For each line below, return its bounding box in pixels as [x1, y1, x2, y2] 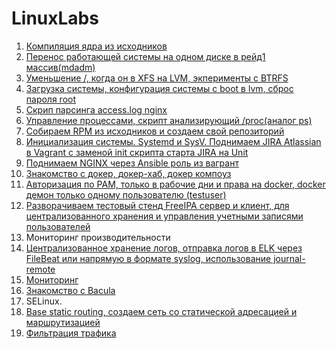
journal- [273, 252, 306, 264]
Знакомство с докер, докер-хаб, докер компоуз [25, 167, 232, 179]
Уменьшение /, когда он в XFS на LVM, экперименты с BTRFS [25, 72, 289, 84]
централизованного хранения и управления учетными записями [25, 210, 304, 222]
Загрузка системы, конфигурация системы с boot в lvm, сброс [25, 82, 294, 94]
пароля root [25, 93, 77, 105]
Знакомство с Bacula [25, 284, 116, 296]
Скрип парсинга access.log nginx [25, 103, 168, 116]
